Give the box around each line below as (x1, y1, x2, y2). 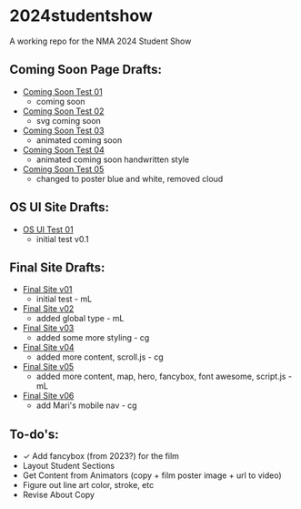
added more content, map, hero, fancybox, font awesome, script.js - (35, 371, 293, 382)
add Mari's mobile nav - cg (35, 400, 138, 411)
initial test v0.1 (35, 233, 89, 244)
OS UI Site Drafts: (9, 199, 110, 215)
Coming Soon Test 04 (22, 144, 105, 155)
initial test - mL (35, 293, 93, 305)
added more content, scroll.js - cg (35, 351, 164, 362)
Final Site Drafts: (9, 260, 105, 275)
